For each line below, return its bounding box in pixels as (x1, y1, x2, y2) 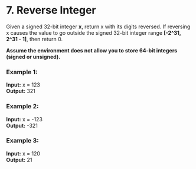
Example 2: (6, 102, 39, 111)
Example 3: (6, 137, 40, 145)
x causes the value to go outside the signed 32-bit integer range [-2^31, (6, 29, 181, 36)
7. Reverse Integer (6, 4, 96, 17)
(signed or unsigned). (6, 53, 61, 60)
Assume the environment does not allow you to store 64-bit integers (6, 47, 178, 54)
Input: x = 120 (6, 150, 40, 157)
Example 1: (6, 68, 38, 76)
